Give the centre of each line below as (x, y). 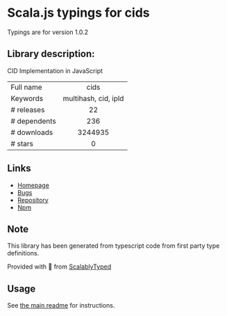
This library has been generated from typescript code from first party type (113, 246)
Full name (27, 87)
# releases (28, 109)
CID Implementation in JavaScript (55, 70)
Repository (33, 200)
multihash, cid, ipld (93, 98)
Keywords (27, 98)
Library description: (51, 54)
